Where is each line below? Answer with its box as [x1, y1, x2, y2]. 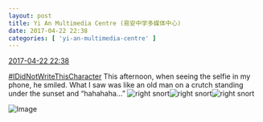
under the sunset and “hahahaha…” [8, 89, 126, 99]
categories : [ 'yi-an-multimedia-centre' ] [8, 34, 157, 43]
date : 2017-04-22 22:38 [8, 26, 88, 35]
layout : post [8, 11, 52, 20]
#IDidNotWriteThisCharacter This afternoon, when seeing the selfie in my [8, 71, 251, 81]
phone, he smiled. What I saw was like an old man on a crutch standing [8, 80, 244, 90]
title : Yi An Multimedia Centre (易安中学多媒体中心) [8, 19, 182, 27]
